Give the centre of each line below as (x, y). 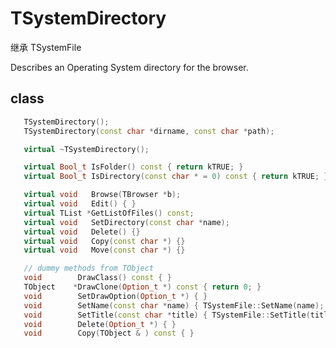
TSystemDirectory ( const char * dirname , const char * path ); (149, 131)
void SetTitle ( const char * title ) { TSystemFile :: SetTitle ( (167, 315)
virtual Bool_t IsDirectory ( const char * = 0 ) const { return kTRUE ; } (176, 177)
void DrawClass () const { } (97, 278)
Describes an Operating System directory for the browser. (129, 67)
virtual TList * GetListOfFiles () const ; (109, 213)
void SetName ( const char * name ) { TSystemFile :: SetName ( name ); (174, 305)
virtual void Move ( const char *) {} (104, 250)
